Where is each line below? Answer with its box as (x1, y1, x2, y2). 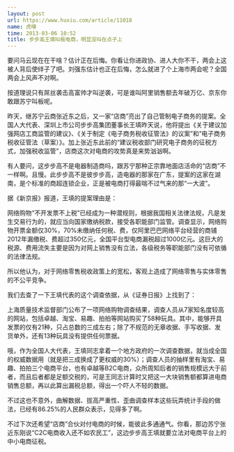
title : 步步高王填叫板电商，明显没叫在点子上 (7, 36, 123, 43)
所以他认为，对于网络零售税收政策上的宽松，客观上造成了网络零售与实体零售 (7, 267, 227, 276)
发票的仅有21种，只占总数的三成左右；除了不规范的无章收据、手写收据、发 (7, 323, 221, 331)
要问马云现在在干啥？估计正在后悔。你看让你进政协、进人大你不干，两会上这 (7, 56, 227, 65)
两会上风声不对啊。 (7, 74, 63, 82)
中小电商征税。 (7, 437, 50, 446)
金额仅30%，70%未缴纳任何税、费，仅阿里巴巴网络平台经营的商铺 (25, 226, 217, 234)
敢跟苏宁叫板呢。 (7, 97, 56, 105)
